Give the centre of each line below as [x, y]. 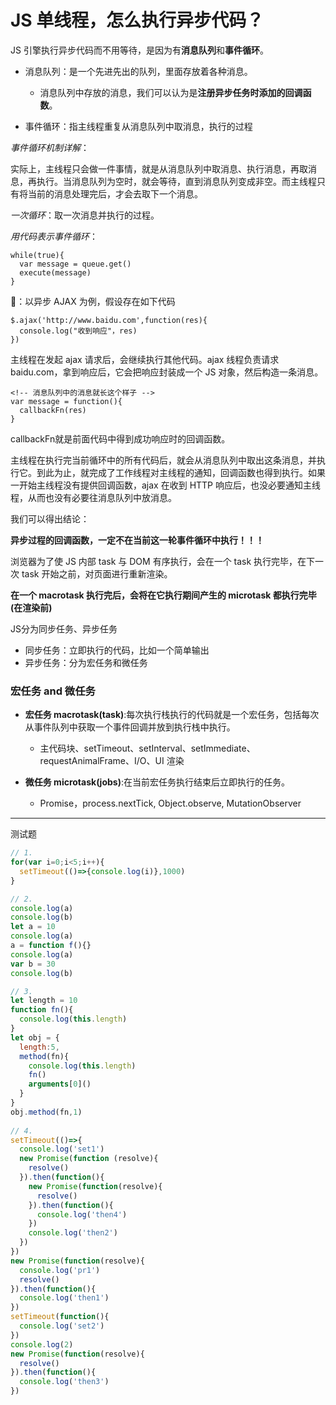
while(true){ [37, 255]
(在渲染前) [31, 607]
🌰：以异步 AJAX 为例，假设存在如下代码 [93, 301]
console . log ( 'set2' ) [62, 1326]
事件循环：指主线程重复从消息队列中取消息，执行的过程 [138, 126]
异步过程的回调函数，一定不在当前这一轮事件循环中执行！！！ [137, 540]
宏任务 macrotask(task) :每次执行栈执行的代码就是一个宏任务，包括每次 [172, 715]
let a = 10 [33, 927]
